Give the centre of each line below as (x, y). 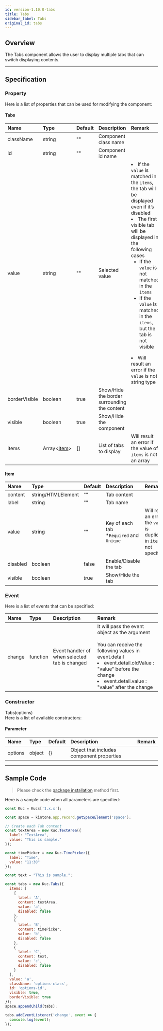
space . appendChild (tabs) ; (31, 1006)
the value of (145, 448)
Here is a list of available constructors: (43, 718)
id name (108, 156)
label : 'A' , (30, 898)
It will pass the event (121, 626)
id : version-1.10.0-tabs (30, 9)
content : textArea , (37, 902)
